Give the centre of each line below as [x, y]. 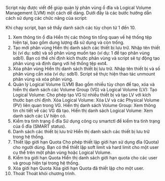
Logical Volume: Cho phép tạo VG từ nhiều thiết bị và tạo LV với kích [82, 95]
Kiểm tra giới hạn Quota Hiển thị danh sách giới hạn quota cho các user [85, 158]
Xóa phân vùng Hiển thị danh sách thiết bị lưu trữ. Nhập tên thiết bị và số [86, 69]
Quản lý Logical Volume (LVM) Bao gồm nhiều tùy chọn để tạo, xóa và [83, 84]
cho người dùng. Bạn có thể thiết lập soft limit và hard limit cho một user [86, 147]
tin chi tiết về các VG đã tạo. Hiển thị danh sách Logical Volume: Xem [83, 110]
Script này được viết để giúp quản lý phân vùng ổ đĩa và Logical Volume [79, 8]
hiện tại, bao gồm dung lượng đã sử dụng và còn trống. [68, 42]
